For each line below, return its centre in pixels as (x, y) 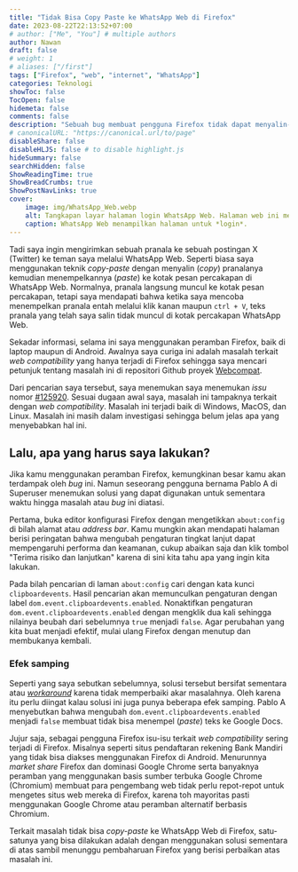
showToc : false (37, 91)
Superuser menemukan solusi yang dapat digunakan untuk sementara (137, 493)
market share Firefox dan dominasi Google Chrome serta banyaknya (134, 766)
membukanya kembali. (50, 641)
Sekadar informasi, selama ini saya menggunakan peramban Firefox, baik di (147, 342)
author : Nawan (35, 42)
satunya (24, 840)
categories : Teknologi (51, 83)
